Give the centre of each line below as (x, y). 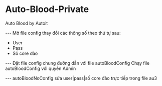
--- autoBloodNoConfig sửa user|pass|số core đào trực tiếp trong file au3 (81, 78)
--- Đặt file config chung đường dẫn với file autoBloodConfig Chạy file (77, 63)
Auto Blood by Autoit (27, 23)
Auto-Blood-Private (47, 9)
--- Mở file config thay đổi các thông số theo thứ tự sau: (63, 33)
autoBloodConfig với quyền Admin (41, 68)
